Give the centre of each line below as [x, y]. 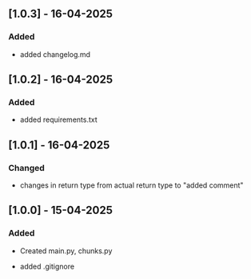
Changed [27, 168]
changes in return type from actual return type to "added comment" [131, 185]
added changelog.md [55, 54]
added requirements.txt [58, 119]
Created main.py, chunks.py [66, 251]
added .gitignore [47, 266]
